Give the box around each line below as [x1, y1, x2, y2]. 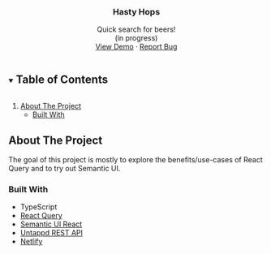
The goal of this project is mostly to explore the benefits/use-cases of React [8, 154, 264, 164]
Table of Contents [15, 72, 108, 86]
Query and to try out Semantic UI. [8, 163, 121, 173]
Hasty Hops [112, 6, 161, 17]
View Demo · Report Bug [95, 42, 178, 52]
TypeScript [19, 202, 58, 212]
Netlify [19, 237, 43, 247]
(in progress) [114, 33, 158, 43]
